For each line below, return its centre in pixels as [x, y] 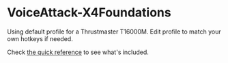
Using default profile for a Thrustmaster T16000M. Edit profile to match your [114, 32]
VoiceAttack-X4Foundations [89, 13]
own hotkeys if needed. [40, 38]
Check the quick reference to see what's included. [78, 52]
